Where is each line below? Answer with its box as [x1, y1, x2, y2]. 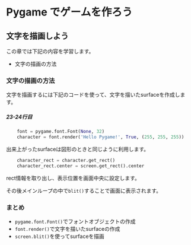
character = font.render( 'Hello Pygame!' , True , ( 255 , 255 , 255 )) [17, 134, 184, 140]
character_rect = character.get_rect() [17, 158, 116, 164]
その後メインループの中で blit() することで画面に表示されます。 [6, 187, 162, 194]
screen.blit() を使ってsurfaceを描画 [14, 233, 105, 240]
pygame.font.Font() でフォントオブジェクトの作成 [14, 218, 136, 225]
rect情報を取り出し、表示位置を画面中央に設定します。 [6, 174, 141, 182]
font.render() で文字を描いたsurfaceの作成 [14, 225, 120, 233]
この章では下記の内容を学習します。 [6, 48, 94, 55]
